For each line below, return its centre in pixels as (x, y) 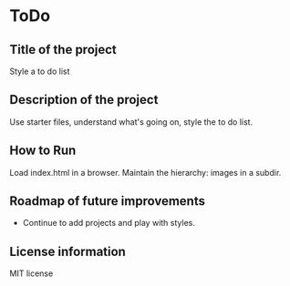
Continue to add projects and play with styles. (109, 223)
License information (67, 251)
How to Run (43, 151)
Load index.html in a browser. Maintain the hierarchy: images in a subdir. (145, 172)
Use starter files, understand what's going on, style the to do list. (131, 122)
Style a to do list (40, 71)
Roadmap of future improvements (107, 201)
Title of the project (63, 50)
